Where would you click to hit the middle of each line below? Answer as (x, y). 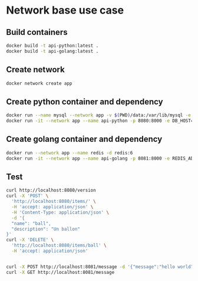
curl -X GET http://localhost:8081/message (60, 272)
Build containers (37, 32)
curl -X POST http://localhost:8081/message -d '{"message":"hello (91, 267)
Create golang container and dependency (84, 139)
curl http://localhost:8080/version (51, 190)
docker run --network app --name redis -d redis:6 (70, 153)
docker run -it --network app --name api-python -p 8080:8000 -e (88, 121)
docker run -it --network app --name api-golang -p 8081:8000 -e (88, 158)
